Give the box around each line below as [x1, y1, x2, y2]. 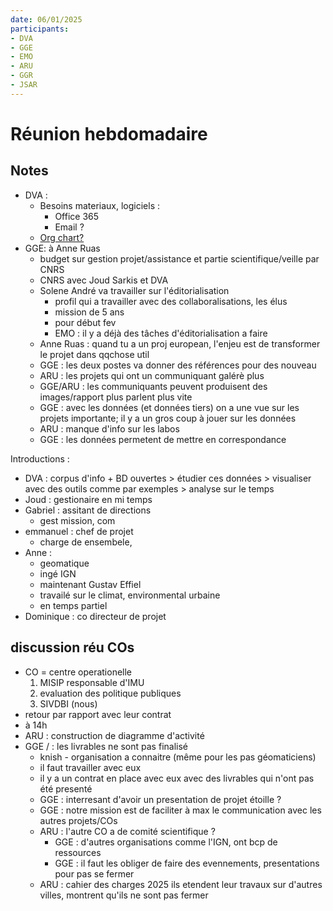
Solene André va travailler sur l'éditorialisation [39, 284, 230, 296]
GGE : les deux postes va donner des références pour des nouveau [39, 359, 317, 371]
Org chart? [39, 231, 85, 243]
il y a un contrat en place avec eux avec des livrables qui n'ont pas [39, 772, 315, 784]
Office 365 [54, 210, 100, 222]
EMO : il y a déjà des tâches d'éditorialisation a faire [54, 327, 268, 339]
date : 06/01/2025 [10, 14, 83, 25]
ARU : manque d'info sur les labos [39, 422, 180, 435]
